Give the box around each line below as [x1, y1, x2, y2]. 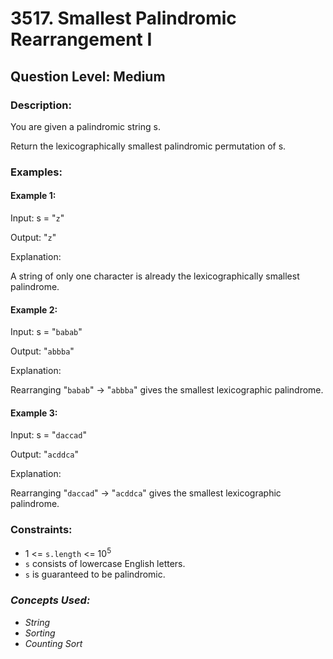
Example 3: [10, 407, 58, 419]
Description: [10, 98, 72, 112]
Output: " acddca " [10, 448, 79, 461]
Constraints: [10, 523, 73, 537]
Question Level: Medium [10, 68, 166, 85]
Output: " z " [10, 232, 57, 243]
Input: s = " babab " [10, 326, 83, 338]
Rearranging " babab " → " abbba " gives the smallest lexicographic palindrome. [10, 384, 324, 396]
